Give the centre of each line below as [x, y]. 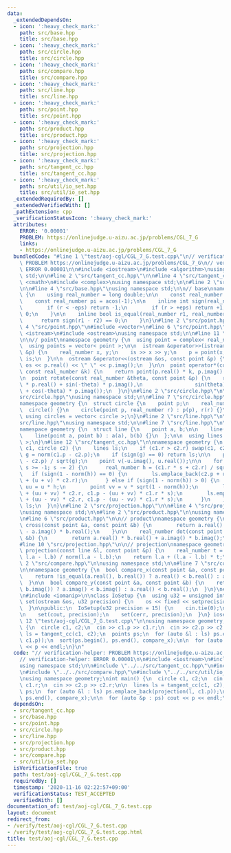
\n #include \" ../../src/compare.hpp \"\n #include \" [95, 672]
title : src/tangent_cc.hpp [58, 173]
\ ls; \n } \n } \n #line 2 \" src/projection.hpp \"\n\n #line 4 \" [110, 506]
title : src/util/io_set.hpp [59, 193]
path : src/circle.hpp [50, 52]
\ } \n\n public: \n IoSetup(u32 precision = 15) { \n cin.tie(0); [120, 608]
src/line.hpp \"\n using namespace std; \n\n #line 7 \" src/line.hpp [115, 423]
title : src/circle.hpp [52, 58]
